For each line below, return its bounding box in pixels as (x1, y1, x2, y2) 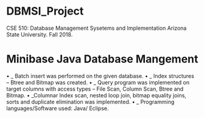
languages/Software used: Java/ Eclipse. (6, 105, 109, 112)
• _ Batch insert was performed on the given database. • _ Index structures (6, 72, 195, 80)
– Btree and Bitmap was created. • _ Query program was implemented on (6, 78, 190, 86)
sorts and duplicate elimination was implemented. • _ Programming (6, 98, 175, 105)
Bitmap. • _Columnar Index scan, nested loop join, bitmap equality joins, (6, 91, 187, 99)
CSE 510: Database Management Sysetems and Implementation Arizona (6, 24, 187, 32)
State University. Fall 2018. (6, 30, 73, 38)
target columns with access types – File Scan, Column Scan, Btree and (6, 85, 184, 92)
